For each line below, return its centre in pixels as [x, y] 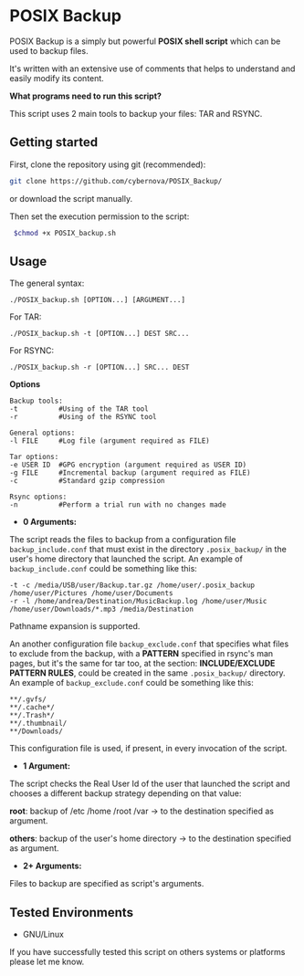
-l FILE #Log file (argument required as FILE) [110, 441]
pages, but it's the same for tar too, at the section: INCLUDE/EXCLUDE [142, 664]
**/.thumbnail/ [38, 724]
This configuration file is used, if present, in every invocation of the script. [148, 749]
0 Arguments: [50, 522]
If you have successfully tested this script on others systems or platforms [147, 952]
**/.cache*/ [32, 708]
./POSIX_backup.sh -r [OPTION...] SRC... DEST [100, 367]
